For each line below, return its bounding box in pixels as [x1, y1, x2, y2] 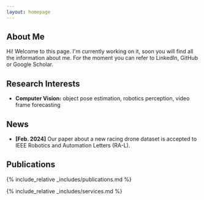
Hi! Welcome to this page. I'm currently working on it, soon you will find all [6, 48, 194, 55]
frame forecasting [15, 102, 61, 109]
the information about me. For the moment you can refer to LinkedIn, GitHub [6, 54, 198, 62]
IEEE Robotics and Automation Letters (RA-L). [15, 142, 130, 149]
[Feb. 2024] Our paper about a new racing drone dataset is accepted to [15, 135, 197, 143]
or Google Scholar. [6, 61, 54, 68]
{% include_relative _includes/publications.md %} [6, 176, 132, 183]
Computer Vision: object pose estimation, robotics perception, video [15, 95, 190, 102]
